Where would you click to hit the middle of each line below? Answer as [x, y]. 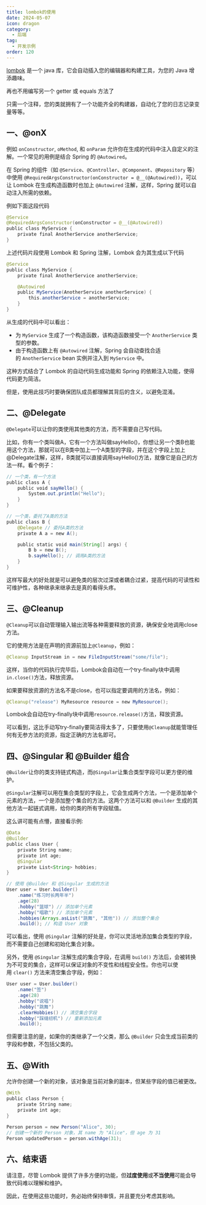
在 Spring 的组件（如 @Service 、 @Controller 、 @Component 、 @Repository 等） [102, 169]
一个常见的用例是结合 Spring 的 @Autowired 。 [74, 157]
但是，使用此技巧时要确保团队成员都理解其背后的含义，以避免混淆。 [92, 392]
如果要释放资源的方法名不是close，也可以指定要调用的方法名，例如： [94, 690]
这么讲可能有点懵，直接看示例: [45, 821]
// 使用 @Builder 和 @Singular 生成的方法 [58, 884]
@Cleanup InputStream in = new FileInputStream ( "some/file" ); [87, 657]
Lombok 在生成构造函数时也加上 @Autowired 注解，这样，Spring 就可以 [102, 185]
